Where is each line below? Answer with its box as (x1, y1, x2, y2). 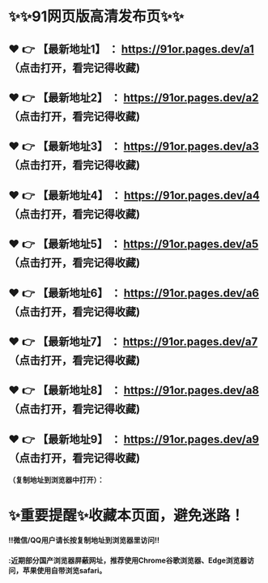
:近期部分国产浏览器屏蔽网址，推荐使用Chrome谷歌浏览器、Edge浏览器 (8, 555, 248, 565)
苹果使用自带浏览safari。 (22, 565, 107, 575)
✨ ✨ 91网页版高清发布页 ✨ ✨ (8, 7, 185, 26)
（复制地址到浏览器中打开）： (8, 475, 104, 485)
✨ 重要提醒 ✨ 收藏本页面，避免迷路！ (8, 507, 245, 525)
